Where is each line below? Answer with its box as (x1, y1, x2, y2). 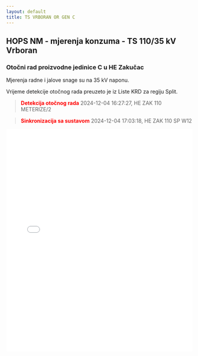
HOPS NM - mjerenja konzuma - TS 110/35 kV (6, 36, 176, 46)
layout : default (6, 8, 46, 15)
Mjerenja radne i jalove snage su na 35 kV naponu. (6, 76, 129, 84)
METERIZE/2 (20, 106, 51, 113)
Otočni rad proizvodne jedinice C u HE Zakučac (6, 63, 144, 71)
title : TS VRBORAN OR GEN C (6, 14, 76, 20)
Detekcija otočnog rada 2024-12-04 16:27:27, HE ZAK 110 (20, 100, 162, 107)
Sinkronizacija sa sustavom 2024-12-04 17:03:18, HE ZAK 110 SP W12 (20, 117, 192, 124)
